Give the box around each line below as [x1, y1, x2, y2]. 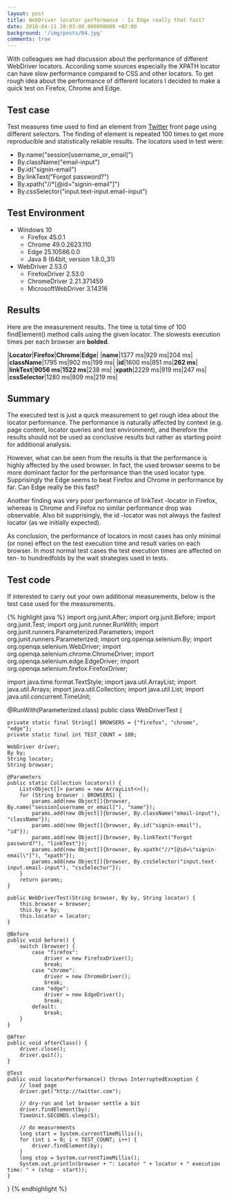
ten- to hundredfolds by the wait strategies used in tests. [7, 554, 168, 562]
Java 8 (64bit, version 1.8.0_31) [27, 255, 116, 263]
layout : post [7, 10, 45, 17]
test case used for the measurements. [7, 600, 115, 608]
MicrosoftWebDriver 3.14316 [27, 284, 108, 292]
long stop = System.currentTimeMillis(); [19, 1154, 140, 1161]
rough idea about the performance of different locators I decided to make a [7, 77, 221, 85]
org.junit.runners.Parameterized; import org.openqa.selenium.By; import [7, 635, 212, 643]
